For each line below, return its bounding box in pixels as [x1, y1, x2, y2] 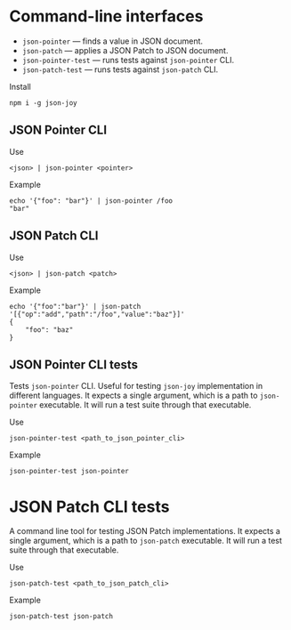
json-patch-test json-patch [9, 612, 114, 621]
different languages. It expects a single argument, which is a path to [9, 390, 258, 401]
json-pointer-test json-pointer [9, 467, 129, 476]
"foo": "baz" [25, 325, 74, 335]
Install [9, 81, 31, 92]
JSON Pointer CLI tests [9, 357, 139, 372]
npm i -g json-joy [9, 98, 77, 108]
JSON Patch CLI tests [9, 497, 170, 517]
